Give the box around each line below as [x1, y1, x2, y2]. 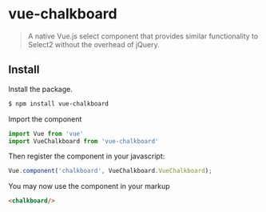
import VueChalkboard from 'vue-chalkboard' [8, 137, 159, 145]
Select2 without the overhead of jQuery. [27, 39, 160, 49]
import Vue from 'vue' [8, 130, 84, 138]
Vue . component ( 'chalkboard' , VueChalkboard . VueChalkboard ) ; [8, 167, 213, 175]
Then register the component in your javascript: [8, 151, 165, 161]
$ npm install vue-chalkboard [8, 99, 109, 108]
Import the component [8, 114, 82, 124]
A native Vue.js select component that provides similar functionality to [27, 31, 259, 41]
